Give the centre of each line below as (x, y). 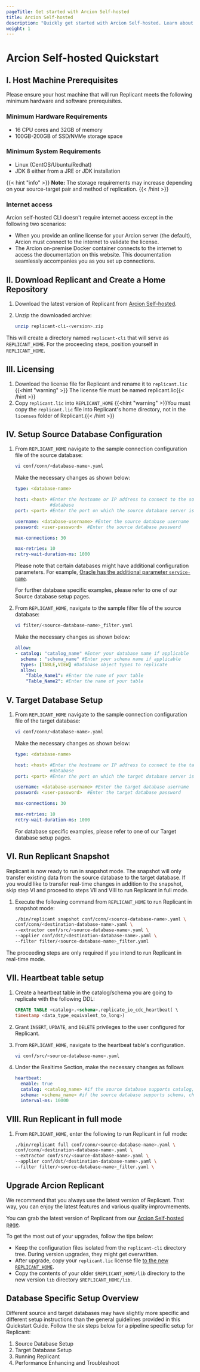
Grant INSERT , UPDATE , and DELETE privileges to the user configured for (100, 1027)
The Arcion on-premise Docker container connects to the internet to (99, 248)
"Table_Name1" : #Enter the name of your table (85, 676)
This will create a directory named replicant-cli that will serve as (87, 338)
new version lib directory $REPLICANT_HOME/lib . (73, 1279)
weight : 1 (19, 28)
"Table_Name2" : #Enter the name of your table (85, 681)
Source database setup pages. (53, 597)
